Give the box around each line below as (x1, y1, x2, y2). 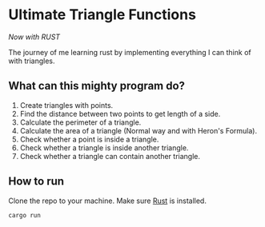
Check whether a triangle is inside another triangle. (19, 142, 189, 153)
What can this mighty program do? (8, 79, 186, 93)
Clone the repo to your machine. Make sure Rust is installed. (8, 196, 207, 205)
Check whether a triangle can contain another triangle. (19, 151, 201, 161)
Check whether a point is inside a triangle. (19, 134, 159, 144)
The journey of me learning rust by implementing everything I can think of (8, 47, 251, 57)
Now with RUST (8, 32, 61, 42)
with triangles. (8, 56, 55, 66)
